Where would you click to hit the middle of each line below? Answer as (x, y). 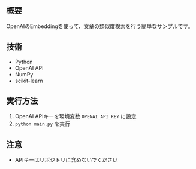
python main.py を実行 (42, 124)
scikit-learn (29, 81)
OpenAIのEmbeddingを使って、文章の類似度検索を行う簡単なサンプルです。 (100, 26)
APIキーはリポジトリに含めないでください (66, 160)
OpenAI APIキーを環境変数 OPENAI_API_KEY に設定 (76, 116)
